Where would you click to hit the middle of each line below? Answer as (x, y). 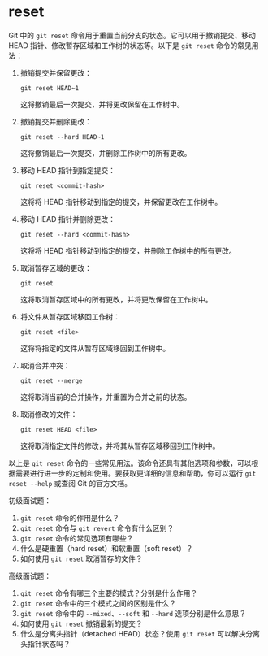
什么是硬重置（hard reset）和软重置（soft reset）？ (106, 548)
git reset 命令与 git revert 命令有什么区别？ (97, 528)
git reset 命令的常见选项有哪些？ (77, 538)
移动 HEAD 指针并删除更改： (68, 219)
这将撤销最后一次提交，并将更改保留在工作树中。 (102, 104)
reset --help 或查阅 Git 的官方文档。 (70, 483)
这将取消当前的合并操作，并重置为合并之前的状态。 (106, 397)
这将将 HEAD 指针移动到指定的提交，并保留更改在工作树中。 (121, 202)
